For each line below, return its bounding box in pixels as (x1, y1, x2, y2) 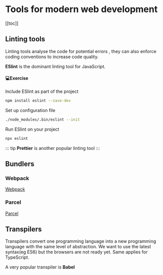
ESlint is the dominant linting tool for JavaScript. (5, 63, 106, 69)
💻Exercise (5, 75, 29, 81)
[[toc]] (5, 20, 19, 26)
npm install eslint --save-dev (5, 98, 71, 103)
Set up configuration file (5, 107, 56, 113)
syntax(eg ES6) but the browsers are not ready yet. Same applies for (5, 249, 148, 255)
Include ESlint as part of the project (5, 88, 79, 94)
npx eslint (5, 136, 28, 141)
